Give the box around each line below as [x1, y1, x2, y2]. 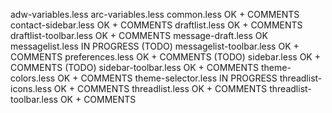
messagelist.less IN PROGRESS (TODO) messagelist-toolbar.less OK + [10, 40, 300, 52]
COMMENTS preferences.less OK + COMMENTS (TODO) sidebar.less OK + [10, 51, 321, 63]
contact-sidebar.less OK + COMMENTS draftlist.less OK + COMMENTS [10, 19, 303, 31]
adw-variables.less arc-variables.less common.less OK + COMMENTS [10, 9, 300, 20]
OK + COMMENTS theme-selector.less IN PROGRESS [57, 72, 278, 84]
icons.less [10, 83, 52, 94]
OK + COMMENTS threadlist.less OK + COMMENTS [53, 83, 268, 94]
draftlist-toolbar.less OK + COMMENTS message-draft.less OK [10, 30, 268, 41]
